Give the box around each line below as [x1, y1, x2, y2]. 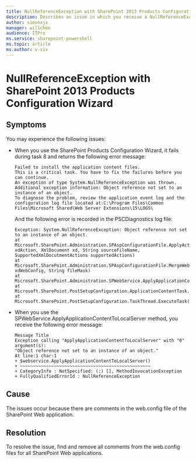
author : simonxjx [6, 19, 48, 25]
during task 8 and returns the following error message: [14, 153, 146, 160]
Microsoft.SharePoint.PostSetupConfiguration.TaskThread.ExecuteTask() [14, 298, 192, 304]
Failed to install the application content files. [14, 164, 141, 170]
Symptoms [6, 120, 47, 130]
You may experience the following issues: [6, 135, 106, 142]
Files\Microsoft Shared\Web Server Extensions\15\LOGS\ [14, 205, 153, 211]
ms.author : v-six [6, 47, 48, 53]
